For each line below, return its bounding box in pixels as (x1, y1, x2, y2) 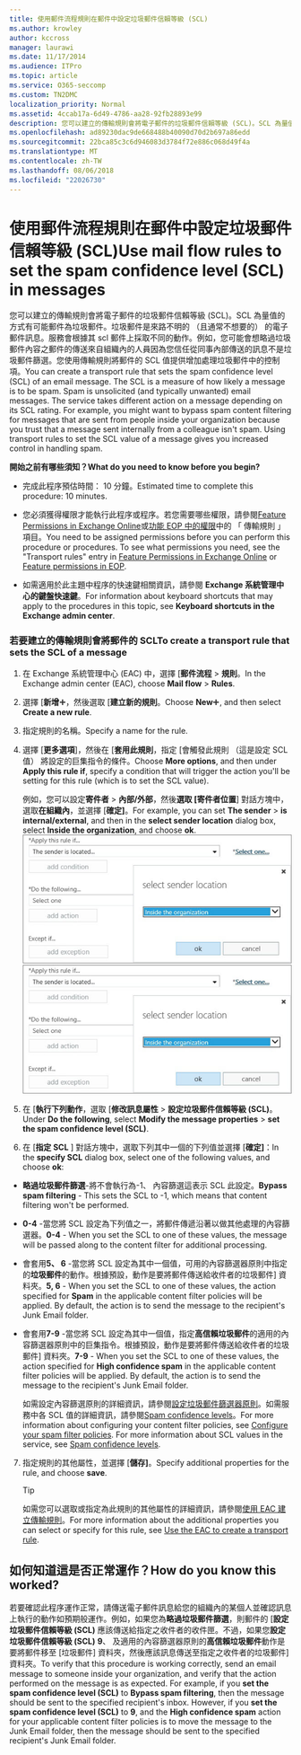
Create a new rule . (21, 706, 92, 718)
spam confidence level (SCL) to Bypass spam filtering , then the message (9, 1687, 285, 1698)
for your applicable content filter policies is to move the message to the (9, 1715, 272, 1726)
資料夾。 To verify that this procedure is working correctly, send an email (9, 1658, 277, 1669)
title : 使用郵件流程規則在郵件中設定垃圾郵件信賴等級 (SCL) (9, 14, 209, 23)
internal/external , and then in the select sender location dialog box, (21, 815, 276, 825)
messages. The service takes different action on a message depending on (9, 395, 283, 406)
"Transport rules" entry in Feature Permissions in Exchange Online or (21, 551, 278, 562)
